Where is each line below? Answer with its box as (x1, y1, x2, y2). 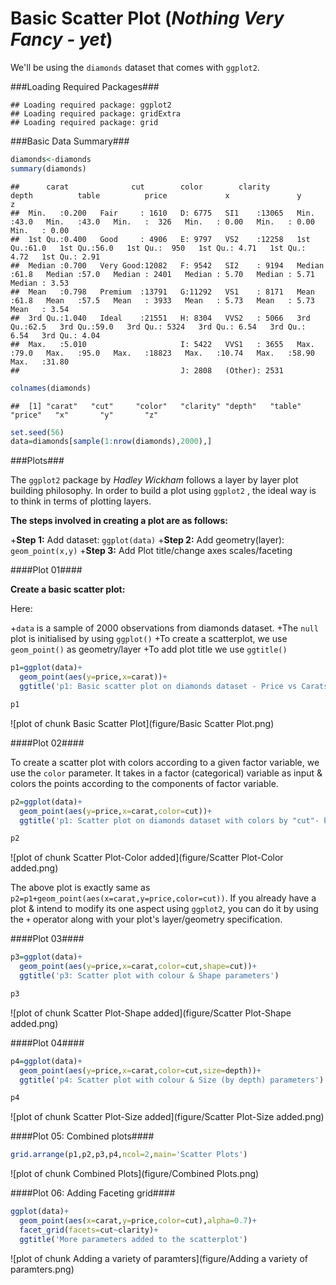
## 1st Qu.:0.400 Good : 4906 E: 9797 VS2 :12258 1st (10, 234, 311, 244)
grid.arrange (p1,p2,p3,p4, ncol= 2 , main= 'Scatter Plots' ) (10, 1150, 248, 1160)
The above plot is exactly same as (10, 882, 151, 894)
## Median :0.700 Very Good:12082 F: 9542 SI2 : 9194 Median (10, 260, 325, 271)
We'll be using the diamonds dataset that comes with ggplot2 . (10, 61, 260, 73)
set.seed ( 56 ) (10, 427, 65, 437)
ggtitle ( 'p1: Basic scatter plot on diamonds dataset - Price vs (19, 682, 298, 692)
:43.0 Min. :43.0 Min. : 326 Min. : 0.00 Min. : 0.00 (10, 217, 315, 227)
